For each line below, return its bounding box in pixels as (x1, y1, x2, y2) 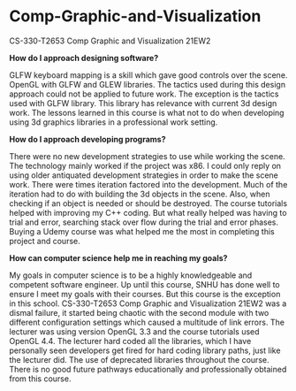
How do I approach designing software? (9, 52, 159, 63)
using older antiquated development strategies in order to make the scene (9, 170, 278, 180)
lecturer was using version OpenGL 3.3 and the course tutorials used (9, 326, 260, 337)
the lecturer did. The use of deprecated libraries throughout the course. (9, 354, 269, 364)
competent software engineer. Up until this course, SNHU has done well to (9, 279, 280, 289)
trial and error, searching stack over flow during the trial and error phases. (9, 217, 279, 227)
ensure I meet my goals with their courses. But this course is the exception (9, 288, 281, 299)
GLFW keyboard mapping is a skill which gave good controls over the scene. (9, 69, 288, 80)
